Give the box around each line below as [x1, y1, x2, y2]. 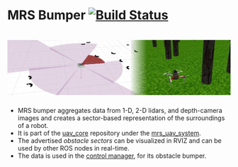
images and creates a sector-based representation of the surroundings [17, 114, 225, 122]
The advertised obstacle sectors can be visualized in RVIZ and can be [17, 136, 222, 145]
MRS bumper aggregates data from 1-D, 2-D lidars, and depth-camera [17, 106, 222, 114]
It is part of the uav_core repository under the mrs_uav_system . [17, 129, 202, 137]
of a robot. [17, 121, 49, 129]
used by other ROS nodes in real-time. [17, 144, 130, 152]
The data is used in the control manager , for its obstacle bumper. [17, 151, 207, 160]
